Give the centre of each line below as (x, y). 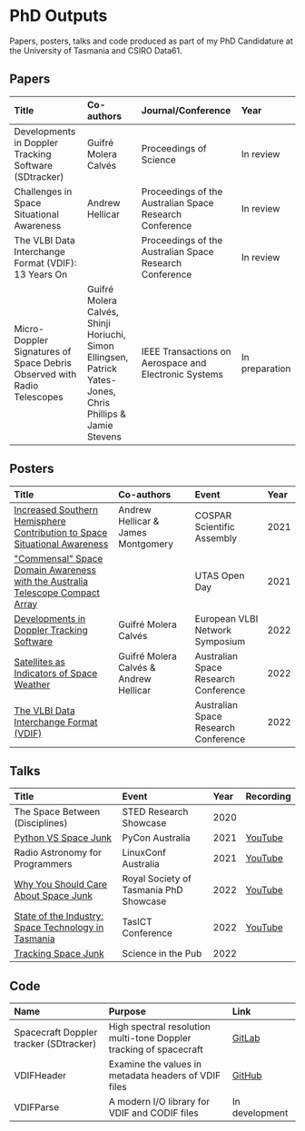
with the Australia (51, 581)
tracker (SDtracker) (55, 1044)
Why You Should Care (60, 884)
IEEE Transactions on (186, 351)
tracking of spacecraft (156, 1049)
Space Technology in (59, 928)
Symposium (220, 641)
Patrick (102, 369)
